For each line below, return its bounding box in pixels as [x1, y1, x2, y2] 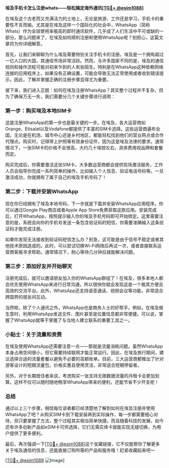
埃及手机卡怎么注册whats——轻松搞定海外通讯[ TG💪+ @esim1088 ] [5, 5, 144, 11]
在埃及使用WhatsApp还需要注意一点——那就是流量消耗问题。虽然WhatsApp [5, 343, 163, 349]
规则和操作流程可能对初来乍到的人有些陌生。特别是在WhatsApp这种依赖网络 [5, 64, 163, 70]
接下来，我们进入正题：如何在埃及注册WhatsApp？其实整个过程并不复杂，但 [5, 87, 163, 93]
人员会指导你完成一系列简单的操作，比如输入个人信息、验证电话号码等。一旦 [5, 168, 164, 174]
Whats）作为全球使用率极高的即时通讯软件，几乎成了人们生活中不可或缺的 [5, 28, 159, 34]
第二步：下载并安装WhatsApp [5, 188, 78, 195]
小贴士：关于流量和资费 [5, 331, 62, 338]
